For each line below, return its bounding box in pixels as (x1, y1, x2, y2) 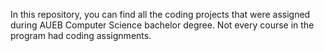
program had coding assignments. (10, 30, 152, 41)
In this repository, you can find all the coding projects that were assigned (10, 9, 311, 20)
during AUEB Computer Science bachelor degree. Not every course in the (10, 19, 315, 31)
